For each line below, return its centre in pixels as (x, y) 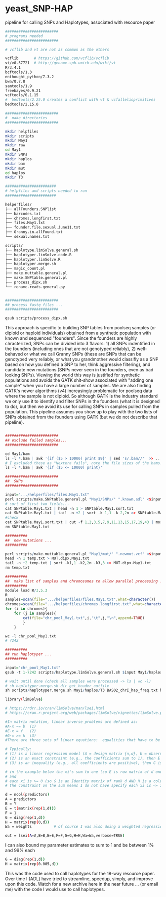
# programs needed (24, 36)
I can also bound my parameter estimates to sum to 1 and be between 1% (80, 845)
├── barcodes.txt (23, 214)
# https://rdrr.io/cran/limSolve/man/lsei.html (55, 708)
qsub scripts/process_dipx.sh (36, 318)
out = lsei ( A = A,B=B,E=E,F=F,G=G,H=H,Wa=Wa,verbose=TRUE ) (65, 836)
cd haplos (15, 173)
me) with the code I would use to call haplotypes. (55, 889)
